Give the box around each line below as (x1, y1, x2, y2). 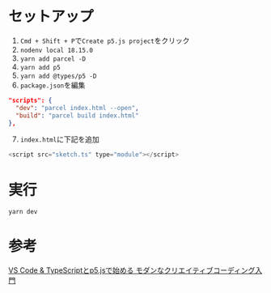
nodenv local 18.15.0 (19, 46, 93, 54)
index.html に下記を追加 (19, 134, 100, 144)
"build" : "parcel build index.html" (15, 111, 139, 120)
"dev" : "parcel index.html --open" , (15, 104, 139, 112)
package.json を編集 (19, 80, 86, 90)
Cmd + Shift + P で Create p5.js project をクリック (19, 36, 190, 45)
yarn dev (8, 208, 38, 216)
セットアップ (8, 7, 95, 26)
